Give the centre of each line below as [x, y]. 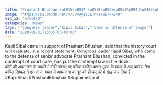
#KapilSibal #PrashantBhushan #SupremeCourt [52, 77]
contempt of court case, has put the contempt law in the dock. [67, 61]
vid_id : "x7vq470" [24, 18]
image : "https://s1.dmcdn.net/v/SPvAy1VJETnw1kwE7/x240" [64, 14]
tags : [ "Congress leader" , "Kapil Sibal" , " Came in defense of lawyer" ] [79, 28]
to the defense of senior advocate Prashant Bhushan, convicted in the [75, 56]
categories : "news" [25, 23]
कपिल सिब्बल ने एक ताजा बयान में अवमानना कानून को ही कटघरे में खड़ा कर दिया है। [69, 72]
